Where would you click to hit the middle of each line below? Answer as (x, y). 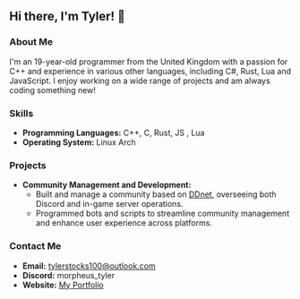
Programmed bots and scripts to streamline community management (162, 214)
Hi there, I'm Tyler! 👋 (67, 17)
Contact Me (35, 246)
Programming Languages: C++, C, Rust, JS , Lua (113, 132)
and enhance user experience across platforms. (124, 223)
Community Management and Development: (107, 185)
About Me (31, 42)
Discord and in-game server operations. (109, 204)
